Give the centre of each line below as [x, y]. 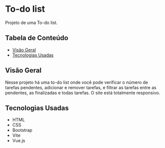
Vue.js [19, 141]
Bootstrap [22, 130]
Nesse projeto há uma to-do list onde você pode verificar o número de [77, 82]
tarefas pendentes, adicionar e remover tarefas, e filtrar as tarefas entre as [81, 87]
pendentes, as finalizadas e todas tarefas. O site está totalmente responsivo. [83, 93]
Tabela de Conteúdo [37, 38]
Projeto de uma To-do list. [32, 23]
